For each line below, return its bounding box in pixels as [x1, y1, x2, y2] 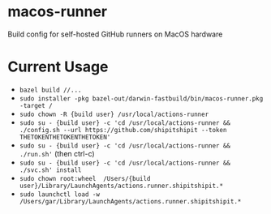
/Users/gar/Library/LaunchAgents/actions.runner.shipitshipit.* [19, 197, 242, 205]
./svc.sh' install [19, 165, 82, 174]
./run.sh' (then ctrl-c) [19, 148, 95, 158]
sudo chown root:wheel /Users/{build [19, 174, 151, 182]
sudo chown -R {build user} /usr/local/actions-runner [19, 110, 209, 118]
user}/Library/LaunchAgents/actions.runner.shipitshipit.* [19, 182, 224, 190]
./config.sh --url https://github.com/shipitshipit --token [19, 126, 227, 134]
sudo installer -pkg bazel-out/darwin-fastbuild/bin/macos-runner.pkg [19, 94, 264, 103]
